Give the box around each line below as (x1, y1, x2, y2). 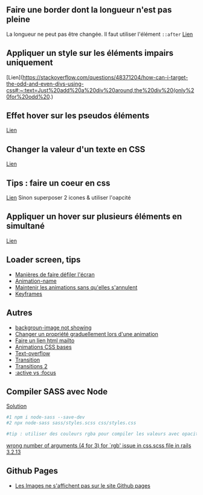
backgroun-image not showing (14, 324, 92, 331)
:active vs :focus (14, 369, 56, 376)
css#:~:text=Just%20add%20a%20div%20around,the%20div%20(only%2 (6, 86, 195, 93)
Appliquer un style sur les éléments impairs (6, 48, 174, 58)
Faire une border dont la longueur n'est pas (6, 5, 172, 15)
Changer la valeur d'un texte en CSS (6, 144, 146, 154)
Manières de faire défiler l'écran (14, 271, 95, 278)
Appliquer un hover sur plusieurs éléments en (6, 212, 182, 222)
